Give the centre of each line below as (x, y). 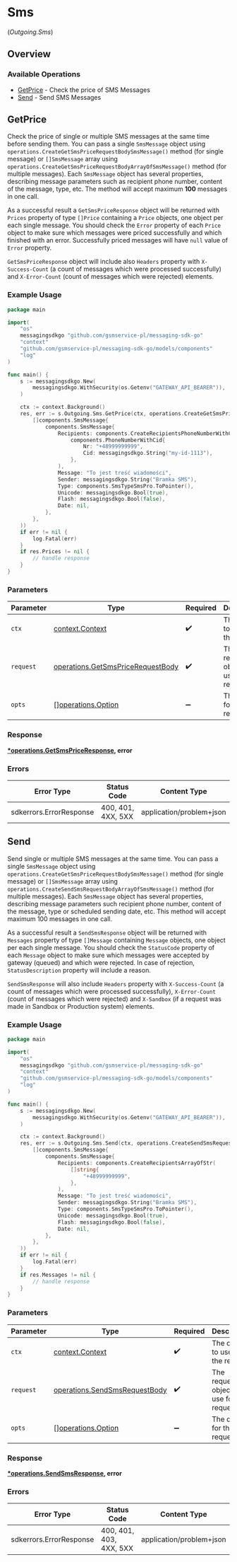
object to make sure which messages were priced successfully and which (115, 233)
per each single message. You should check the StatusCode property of (111, 947)
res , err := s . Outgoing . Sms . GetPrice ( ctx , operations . (102, 414)
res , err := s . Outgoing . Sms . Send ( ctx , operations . (96, 1143)
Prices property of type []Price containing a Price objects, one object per (115, 218)
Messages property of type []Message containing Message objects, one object (116, 940)
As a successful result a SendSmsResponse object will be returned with (107, 932)
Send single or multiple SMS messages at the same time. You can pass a (113, 858)
